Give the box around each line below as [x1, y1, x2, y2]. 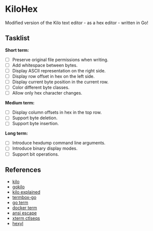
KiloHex [5, 3, 38, 15]
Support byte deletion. [12, 115, 58, 121]
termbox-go [12, 195, 37, 200]
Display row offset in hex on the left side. [12, 73, 95, 79]
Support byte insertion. [12, 121, 59, 127]
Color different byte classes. [12, 85, 70, 91]
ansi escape [12, 210, 37, 216]
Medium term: [5, 100, 35, 106]
